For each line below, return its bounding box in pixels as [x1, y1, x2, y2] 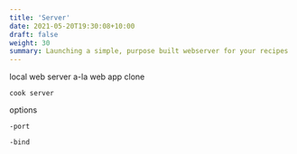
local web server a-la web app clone [9, 71, 145, 82]
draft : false [9, 30, 59, 39]
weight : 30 [9, 38, 51, 48]
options [9, 104, 38, 115]
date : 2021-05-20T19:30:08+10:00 [9, 22, 135, 31]
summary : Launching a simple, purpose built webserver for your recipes [9, 47, 289, 56]
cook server [9, 89, 54, 98]
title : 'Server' [9, 13, 70, 23]
